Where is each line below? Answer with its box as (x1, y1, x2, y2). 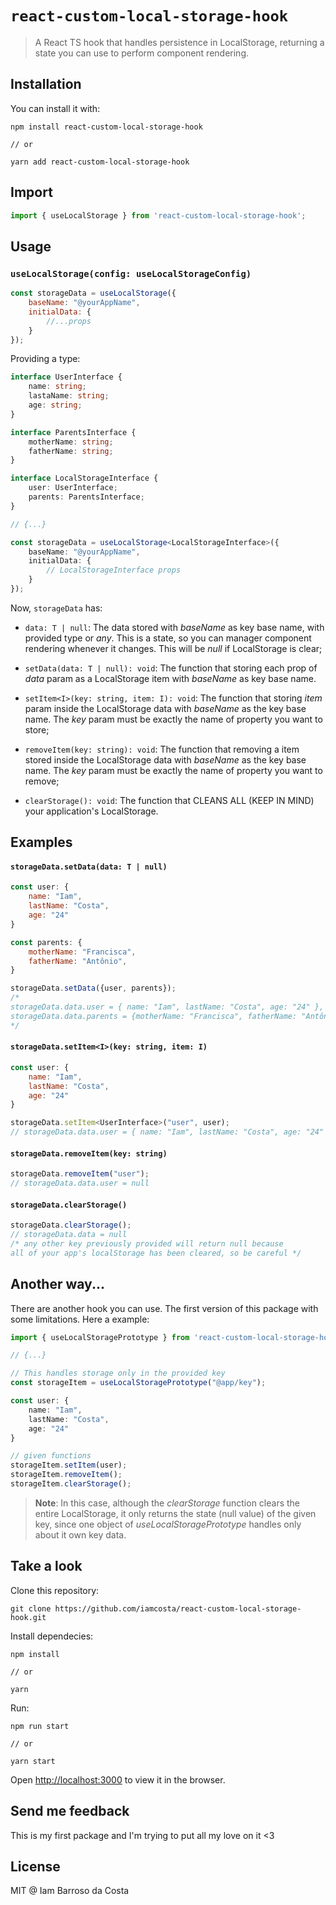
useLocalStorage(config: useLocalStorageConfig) (10, 268, 252, 279)
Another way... (10, 1276, 105, 1293)
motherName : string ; (28, 437, 114, 447)
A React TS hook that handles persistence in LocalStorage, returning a (34, 36, 325, 48)
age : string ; (28, 400, 83, 410)
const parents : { (10, 937, 83, 947)
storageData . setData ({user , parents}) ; (10, 983, 177, 994)
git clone (10, 1603, 52, 1614)
